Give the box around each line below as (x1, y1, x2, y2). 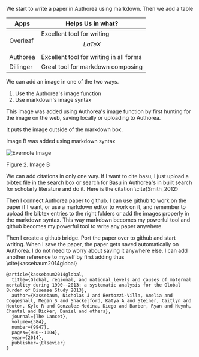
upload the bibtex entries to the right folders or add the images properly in (6, 210, 189, 217)
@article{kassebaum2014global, (6, 272, 85, 278)
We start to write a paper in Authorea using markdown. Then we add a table (6, 5, 194, 12)
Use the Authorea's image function (14, 90, 102, 97)
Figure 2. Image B (6, 161, 50, 168)
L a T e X (83, 40, 101, 48)
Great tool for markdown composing (41, 63, 143, 71)
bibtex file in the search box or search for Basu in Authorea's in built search (6, 179, 192, 186)
